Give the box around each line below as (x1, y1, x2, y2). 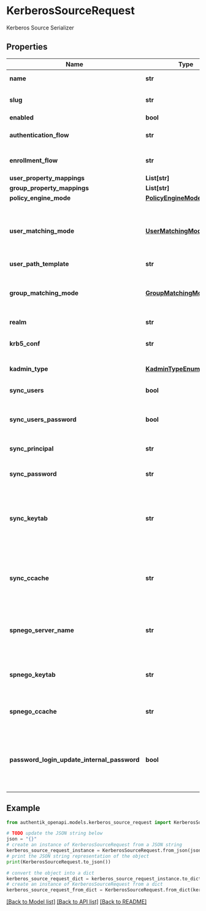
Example (6, 803, 40, 814)
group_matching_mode (9, 289, 78, 297)
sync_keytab (9, 514, 48, 522)
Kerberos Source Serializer (6, 24, 75, 31)
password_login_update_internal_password (9, 755, 140, 764)
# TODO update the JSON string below (6, 830, 103, 837)
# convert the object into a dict (6, 870, 95, 876)
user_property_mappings (9, 173, 85, 182)
